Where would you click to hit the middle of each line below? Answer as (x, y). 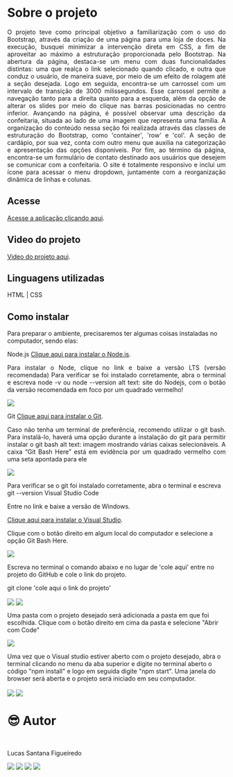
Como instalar (38, 317)
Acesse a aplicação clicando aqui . (56, 218)
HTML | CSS (25, 295)
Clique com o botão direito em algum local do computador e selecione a (110, 533)
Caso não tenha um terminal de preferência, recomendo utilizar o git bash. (116, 430)
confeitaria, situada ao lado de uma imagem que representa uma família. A (116, 120)
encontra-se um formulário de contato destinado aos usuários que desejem (116, 157)
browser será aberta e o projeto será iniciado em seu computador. (102, 678)
